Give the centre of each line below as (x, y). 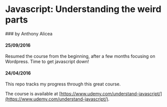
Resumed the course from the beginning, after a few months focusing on (80, 56)
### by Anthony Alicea (29, 33)
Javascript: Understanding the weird (83, 9)
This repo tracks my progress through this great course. (63, 84)
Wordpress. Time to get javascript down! (47, 61)
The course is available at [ (33, 94)
